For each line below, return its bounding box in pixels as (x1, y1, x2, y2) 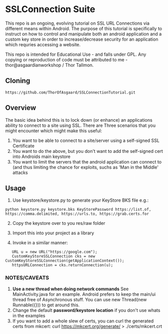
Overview (5, 104, 37, 112)
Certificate (12, 142, 35, 149)
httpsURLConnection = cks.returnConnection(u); (12, 263, 113, 268)
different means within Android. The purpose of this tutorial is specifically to (5, 25, 162, 31)
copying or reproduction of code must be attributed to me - (5, 56, 128, 62)
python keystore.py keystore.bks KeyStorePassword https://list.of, (5, 207, 151, 212)
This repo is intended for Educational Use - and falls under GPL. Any (5, 51, 146, 57)
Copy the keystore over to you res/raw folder (12, 220, 105, 226)
